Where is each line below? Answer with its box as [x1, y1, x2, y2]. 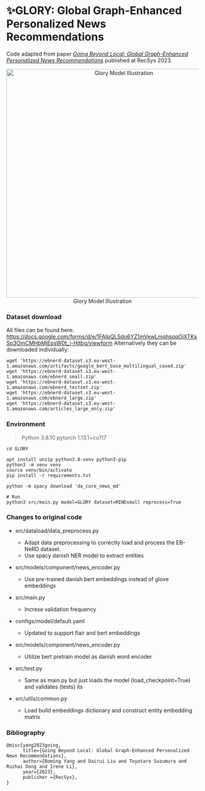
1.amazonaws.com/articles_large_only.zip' [6, 406, 116, 412]
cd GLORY [6, 446, 29, 452]
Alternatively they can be [113, 339, 177, 347]
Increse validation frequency [24, 605, 96, 613]
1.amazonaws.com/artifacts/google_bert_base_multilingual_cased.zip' [6, 363, 187, 369]
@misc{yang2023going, [6, 742, 62, 748]
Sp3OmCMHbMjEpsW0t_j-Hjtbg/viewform [6, 339, 113, 347]
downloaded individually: [6, 346, 69, 353]
